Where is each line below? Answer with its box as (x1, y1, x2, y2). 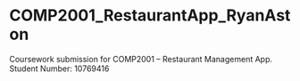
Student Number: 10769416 (9, 63, 110, 74)
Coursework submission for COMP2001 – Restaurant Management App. (9, 53, 273, 64)
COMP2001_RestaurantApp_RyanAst (9, 5, 291, 26)
